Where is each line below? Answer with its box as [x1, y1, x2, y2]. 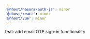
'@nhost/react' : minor [5, 11, 51, 16]
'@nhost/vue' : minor [5, 16, 47, 20]
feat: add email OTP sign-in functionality [5, 29, 86, 35]
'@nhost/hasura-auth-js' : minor [5, 7, 70, 12]
